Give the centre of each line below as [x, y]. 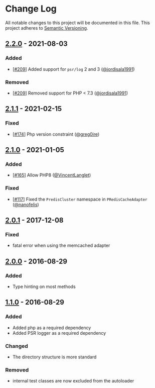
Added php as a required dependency [52, 328]
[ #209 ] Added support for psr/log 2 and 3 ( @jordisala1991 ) [73, 69]
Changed [17, 346]
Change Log [31, 9]
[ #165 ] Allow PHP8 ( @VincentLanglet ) [52, 175]
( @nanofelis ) [26, 205]
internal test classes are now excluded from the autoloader [73, 381]
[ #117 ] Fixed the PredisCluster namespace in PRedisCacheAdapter [80, 199]
